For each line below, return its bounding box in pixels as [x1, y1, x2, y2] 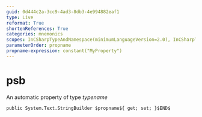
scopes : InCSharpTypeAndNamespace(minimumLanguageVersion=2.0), [6, 37, 171, 43]
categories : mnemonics [6, 31, 63, 37]
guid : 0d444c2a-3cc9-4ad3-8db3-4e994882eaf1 [6, 8, 120, 15]
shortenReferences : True [6, 25, 69, 32]
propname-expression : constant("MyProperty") [6, 48, 122, 54]
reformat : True [6, 20, 44, 26]
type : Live [6, 14, 34, 20]
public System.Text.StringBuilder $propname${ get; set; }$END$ [6, 105, 171, 111]
